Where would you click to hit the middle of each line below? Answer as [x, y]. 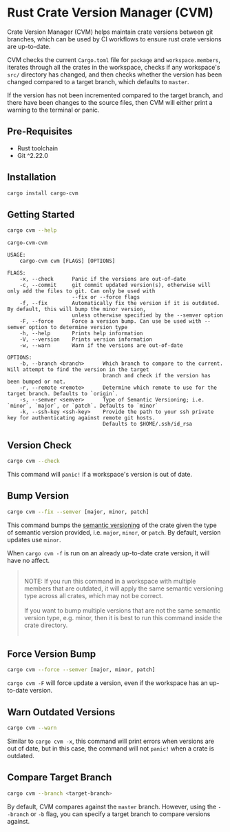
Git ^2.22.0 [32, 155]
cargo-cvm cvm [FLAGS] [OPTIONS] [67, 261]
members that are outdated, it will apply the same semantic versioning [124, 588]
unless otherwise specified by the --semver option [148, 315]
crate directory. [46, 625]
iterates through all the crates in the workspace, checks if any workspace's [114, 67]
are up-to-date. [29, 46]
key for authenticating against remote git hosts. [81, 418]
